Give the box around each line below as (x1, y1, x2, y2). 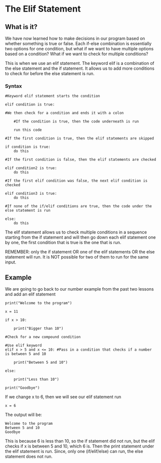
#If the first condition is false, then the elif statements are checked (5, 157, 157, 162)
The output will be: (5, 412, 42, 417)
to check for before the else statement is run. (5, 71, 95, 76)
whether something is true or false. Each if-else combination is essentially (5, 41, 152, 46)
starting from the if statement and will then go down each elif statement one (5, 234, 156, 240)
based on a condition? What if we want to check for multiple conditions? (5, 51, 148, 57)
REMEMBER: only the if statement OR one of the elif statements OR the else (5, 249, 155, 255)
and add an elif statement (5, 292, 56, 297)
